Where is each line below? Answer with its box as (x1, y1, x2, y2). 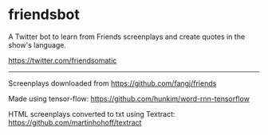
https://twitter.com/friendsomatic (8, 56, 117, 65)
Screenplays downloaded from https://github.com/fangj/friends (8, 78, 217, 88)
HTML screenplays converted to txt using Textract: (8, 109, 175, 118)
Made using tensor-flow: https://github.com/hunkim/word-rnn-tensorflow (8, 94, 250, 103)
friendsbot (8, 6, 80, 24)
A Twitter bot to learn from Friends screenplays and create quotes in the (8, 32, 246, 41)
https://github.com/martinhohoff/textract (8, 118, 142, 127)
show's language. (8, 40, 66, 49)
